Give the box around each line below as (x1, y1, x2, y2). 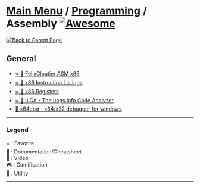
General (6, 54, 37, 64)
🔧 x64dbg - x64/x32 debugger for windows (14, 105, 122, 112)
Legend (6, 126, 29, 134)
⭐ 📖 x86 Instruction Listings (14, 79, 83, 86)
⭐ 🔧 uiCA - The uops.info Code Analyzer (14, 96, 114, 104)
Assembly (6, 17, 58, 30)
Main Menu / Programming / (6, 4, 148, 18)
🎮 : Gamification (6, 161, 48, 168)
